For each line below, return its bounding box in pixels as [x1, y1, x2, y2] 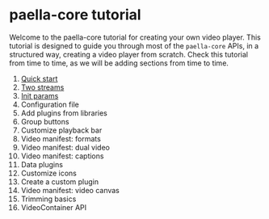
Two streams [20, 82, 65, 92]
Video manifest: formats [20, 133, 102, 143]
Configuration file [20, 99, 79, 109]
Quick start [20, 74, 58, 83]
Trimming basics [20, 194, 77, 204]
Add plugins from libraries [20, 107, 108, 118]
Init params [20, 91, 59, 100]
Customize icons [20, 168, 78, 178]
